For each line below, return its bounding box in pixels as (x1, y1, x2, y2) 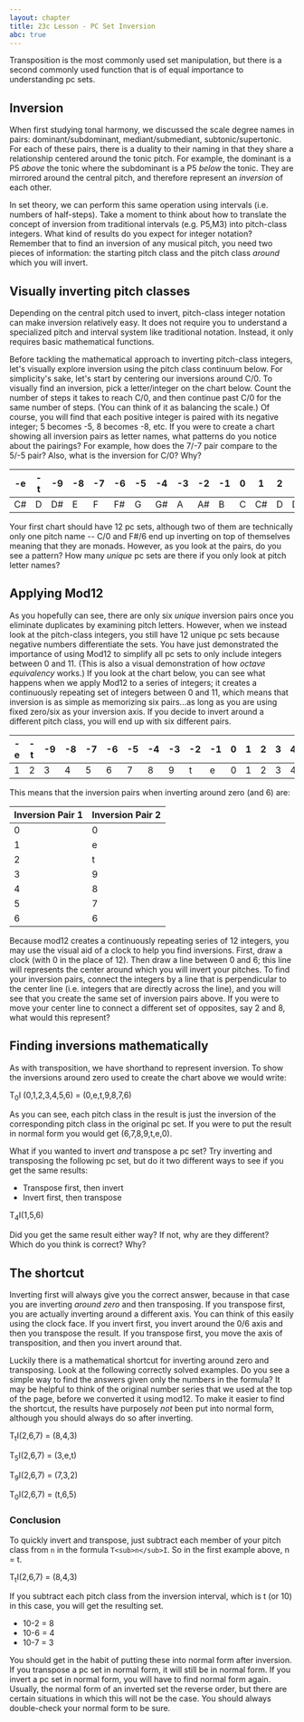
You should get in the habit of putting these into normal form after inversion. (9, 1655, 292, 1666)
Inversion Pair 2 (91, 808, 161, 821)
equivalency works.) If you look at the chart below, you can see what (9, 667, 266, 679)
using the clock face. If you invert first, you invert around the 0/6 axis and (9, 1318, 283, 1329)
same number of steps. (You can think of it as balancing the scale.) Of (9, 402, 271, 413)
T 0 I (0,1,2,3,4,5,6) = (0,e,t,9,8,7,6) (9, 1089, 132, 1102)
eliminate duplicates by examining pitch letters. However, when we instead (9, 619, 288, 630)
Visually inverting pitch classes (9, 283, 191, 299)
